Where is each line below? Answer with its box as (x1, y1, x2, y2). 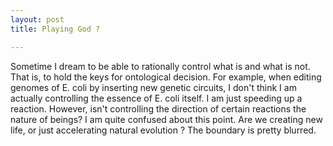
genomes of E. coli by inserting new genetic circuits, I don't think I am (10, 81, 297, 93)
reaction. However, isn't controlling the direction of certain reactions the (10, 102, 307, 115)
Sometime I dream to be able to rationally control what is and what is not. (10, 60, 311, 72)
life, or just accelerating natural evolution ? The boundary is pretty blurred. (10, 124, 317, 136)
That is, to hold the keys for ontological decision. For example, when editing (10, 71, 322, 83)
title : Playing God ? (10, 24, 101, 34)
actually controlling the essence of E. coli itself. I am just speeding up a (10, 92, 303, 104)
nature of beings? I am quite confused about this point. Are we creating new (10, 113, 323, 125)
